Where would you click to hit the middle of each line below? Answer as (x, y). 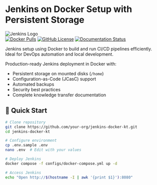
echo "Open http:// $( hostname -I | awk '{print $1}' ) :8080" (69, 177)
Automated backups (33, 84)
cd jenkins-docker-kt (28, 131)
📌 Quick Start (26, 111)
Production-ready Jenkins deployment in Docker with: (61, 64)
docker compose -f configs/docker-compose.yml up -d (61, 163)
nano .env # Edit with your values (43, 150)
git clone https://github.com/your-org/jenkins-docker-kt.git (71, 127)
